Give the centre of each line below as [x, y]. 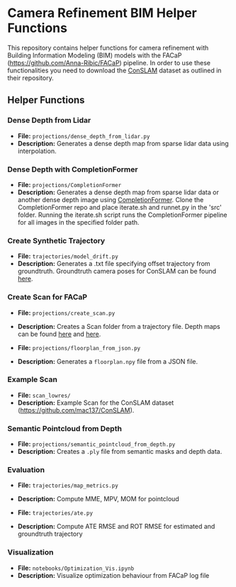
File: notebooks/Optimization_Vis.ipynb [76, 568]
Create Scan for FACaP [47, 297]
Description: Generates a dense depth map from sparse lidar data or [118, 192]
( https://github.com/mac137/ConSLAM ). [76, 410]
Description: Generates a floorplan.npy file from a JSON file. [108, 361]
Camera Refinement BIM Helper [102, 13]
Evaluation [26, 470]
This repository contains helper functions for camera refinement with [108, 47]
